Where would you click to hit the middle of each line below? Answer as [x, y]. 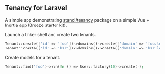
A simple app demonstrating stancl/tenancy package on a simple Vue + [77, 20]
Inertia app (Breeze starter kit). [36, 25]
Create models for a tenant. [33, 57]
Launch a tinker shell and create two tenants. [51, 34]
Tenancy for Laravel [36, 8]
